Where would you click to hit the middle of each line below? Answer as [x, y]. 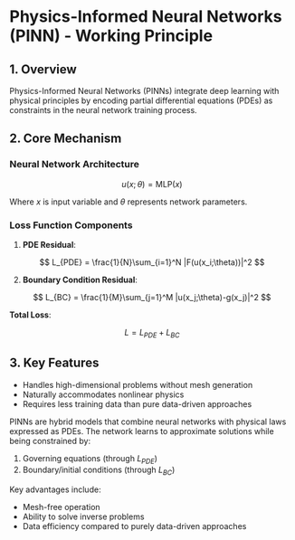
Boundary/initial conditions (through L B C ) [99, 471]
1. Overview [43, 69]
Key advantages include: [55, 489]
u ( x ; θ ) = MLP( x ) [152, 184]
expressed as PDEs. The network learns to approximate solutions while [142, 431]
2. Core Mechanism [66, 139]
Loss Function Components [71, 225]
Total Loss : [30, 315]
